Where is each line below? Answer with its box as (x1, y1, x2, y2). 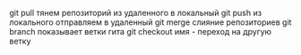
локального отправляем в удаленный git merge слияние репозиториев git (9, 17, 292, 27)
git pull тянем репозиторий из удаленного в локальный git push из (9, 8, 262, 18)
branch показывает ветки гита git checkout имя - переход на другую (9, 27, 271, 36)
